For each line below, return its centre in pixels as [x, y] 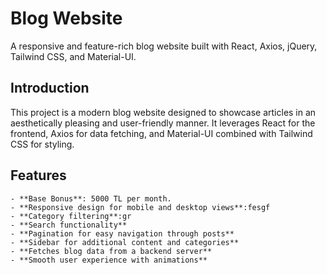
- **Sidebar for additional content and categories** [125, 242]
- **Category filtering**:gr [71, 216]
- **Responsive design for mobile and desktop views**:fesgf [140, 207]
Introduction [50, 88]
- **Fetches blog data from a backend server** [111, 251]
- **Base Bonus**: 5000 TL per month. [91, 198]
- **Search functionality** [69, 225]
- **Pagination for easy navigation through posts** [122, 233]
